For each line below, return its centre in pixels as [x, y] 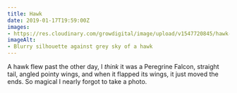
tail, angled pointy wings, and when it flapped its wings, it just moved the [113, 74]
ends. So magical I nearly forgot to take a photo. [77, 81]
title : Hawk [25, 14]
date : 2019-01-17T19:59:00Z [49, 20]
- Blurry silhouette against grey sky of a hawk [80, 46]
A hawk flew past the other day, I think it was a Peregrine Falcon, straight [114, 67]
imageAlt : [22, 40]
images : [19, 27]
